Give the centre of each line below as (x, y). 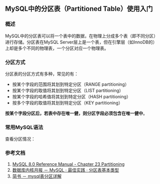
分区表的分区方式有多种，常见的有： (42, 74)
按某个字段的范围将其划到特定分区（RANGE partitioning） (71, 84)
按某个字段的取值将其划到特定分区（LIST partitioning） (68, 90)
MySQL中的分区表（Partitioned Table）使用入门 (79, 9)
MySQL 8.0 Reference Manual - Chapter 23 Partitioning (68, 164)
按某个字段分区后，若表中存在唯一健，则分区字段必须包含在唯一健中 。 (76, 113)
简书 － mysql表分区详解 (37, 176)
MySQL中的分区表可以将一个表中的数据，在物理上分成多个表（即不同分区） (82, 36)
